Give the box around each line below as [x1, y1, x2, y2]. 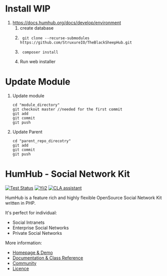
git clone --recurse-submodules [22, 36, 90, 41]
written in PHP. [5, 200, 36, 206]
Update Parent [12, 128, 42, 134]
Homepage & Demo [12, 249, 53, 255]
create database [19, 25, 54, 31]
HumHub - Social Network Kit [5, 169, 130, 180]
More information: [5, 239, 42, 246]
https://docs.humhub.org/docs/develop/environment [12, 20, 121, 26]
